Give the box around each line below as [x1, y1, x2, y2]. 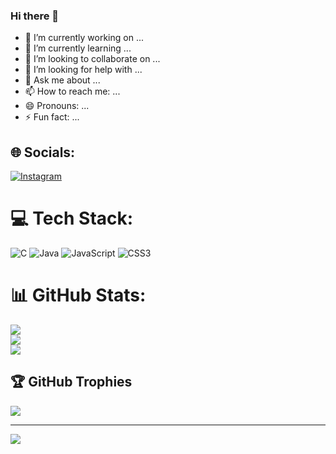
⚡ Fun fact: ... [24, 111, 80, 123]
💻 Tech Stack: [10, 207, 134, 230]
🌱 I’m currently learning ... [24, 42, 132, 54]
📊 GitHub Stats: [10, 284, 147, 307]
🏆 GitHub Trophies [10, 374, 133, 391]
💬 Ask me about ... [24, 74, 101, 86]
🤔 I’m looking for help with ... [24, 64, 143, 76]
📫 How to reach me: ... [24, 85, 121, 98]
